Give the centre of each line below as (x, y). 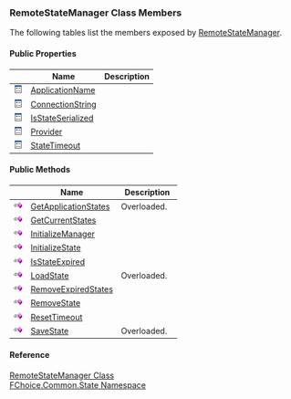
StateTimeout (56, 146)
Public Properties (43, 53)
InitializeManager (63, 234)
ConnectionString (64, 104)
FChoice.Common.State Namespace (78, 384)
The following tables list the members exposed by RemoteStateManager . (146, 33)
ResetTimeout (57, 317)
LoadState (50, 275)
